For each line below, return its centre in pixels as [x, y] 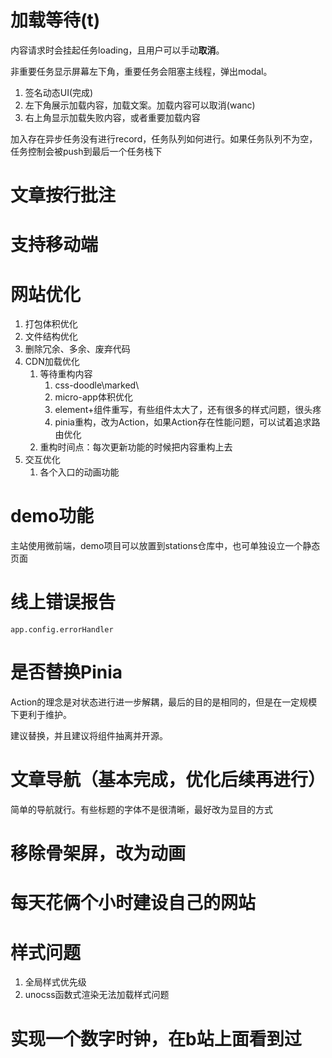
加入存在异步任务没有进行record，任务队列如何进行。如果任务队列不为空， [164, 138]
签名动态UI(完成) [59, 92]
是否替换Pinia [66, 672]
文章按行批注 [63, 195]
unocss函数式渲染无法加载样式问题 [97, 995]
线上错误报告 [63, 602]
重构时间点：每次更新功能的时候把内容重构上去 [136, 447]
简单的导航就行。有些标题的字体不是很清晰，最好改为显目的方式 [141, 809]
